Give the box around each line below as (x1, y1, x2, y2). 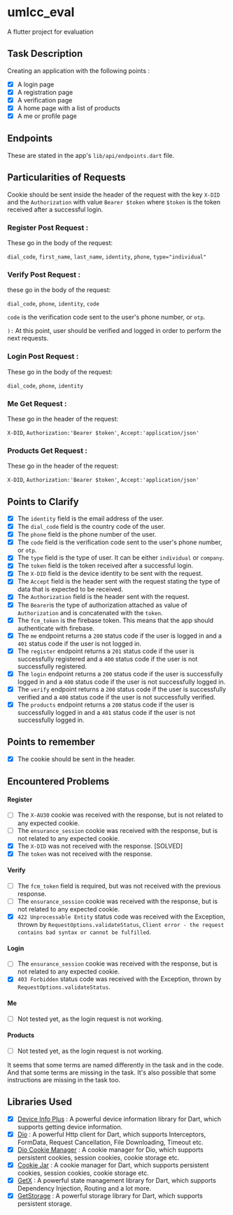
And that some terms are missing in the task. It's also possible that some (7, 1068, 216, 1077)
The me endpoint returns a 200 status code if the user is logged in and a (17, 631, 223, 640)
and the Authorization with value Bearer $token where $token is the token (7, 197, 220, 206)
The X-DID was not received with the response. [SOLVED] (17, 841, 183, 850)
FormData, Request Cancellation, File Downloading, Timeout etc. (17, 1138, 204, 1146)
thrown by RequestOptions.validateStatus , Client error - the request (17, 921, 225, 929)
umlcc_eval (7, 4, 75, 20)
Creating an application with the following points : (7, 66, 150, 74)
